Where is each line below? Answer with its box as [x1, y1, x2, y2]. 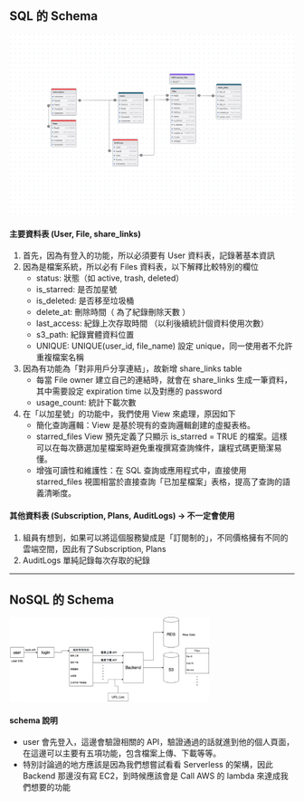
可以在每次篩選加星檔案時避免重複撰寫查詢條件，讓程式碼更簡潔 [35, 443, 274, 453]
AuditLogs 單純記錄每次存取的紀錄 [22, 555, 151, 566]
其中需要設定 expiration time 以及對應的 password [35, 386, 223, 396]
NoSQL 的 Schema [9, 592, 115, 608]
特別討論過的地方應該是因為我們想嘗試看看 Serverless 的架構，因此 [22, 759, 273, 770]
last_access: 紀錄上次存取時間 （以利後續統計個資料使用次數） [35, 318, 269, 329]
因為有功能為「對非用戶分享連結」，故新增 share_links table [22, 363, 242, 374]
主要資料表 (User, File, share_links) [9, 228, 142, 239]
